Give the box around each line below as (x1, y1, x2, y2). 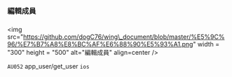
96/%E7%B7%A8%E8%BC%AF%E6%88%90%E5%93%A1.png (7, 40, 193, 48)
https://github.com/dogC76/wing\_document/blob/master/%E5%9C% (23, 33, 225, 41)
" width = (192, 40, 219, 48)
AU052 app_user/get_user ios (7, 62, 90, 70)
